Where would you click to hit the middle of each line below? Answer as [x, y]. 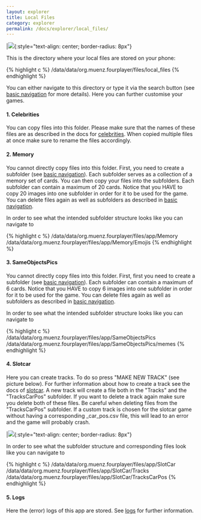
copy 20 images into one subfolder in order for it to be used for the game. [97, 193]
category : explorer [31, 23]
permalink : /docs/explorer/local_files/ [58, 29]
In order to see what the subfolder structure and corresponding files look [96, 447]
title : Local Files [31, 17]
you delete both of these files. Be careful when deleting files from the [92, 403]
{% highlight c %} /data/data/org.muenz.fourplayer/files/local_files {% [93, 70]
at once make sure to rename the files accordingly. [69, 141]
